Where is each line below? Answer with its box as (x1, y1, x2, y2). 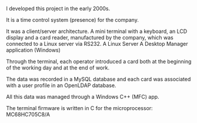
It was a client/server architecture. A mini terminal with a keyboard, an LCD (6, 28, 188, 35)
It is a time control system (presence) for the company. (6, 16, 139, 23)
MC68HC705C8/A (6, 111, 50, 118)
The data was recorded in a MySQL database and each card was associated (6, 76, 191, 82)
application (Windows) (6, 46, 61, 54)
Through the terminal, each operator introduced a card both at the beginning (6, 58, 192, 65)
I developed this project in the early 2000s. (6, 5, 111, 12)
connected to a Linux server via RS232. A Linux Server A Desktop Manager (6, 41, 188, 47)
